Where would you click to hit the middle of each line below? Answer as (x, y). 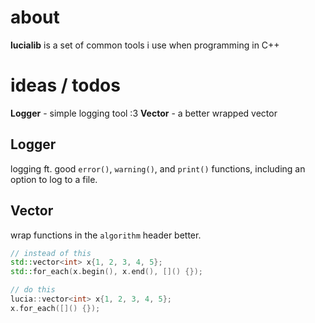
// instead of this (51, 253)
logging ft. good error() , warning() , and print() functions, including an (158, 168)
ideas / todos (65, 85)
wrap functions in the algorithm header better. (106, 235)
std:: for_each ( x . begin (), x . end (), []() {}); (106, 272)
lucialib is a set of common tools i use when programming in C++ (145, 45)
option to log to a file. (54, 179)
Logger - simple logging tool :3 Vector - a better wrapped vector (144, 113)
